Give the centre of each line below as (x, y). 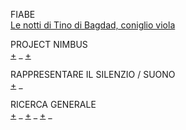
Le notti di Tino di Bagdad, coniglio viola (93, 25)
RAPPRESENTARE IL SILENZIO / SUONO (93, 74)
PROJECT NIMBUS (49, 44)
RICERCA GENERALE (53, 104)
